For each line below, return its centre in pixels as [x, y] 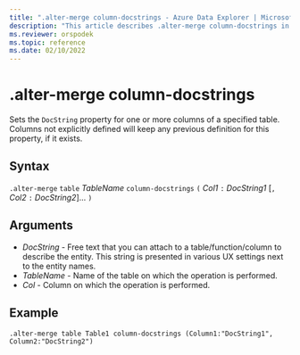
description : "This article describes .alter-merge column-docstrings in [150, 26]
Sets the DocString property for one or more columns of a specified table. [145, 120]
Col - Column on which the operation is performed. [116, 285]
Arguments [42, 225]
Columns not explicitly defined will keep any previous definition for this [139, 129]
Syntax [29, 166]
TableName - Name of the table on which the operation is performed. [150, 275]
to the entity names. [59, 266]
